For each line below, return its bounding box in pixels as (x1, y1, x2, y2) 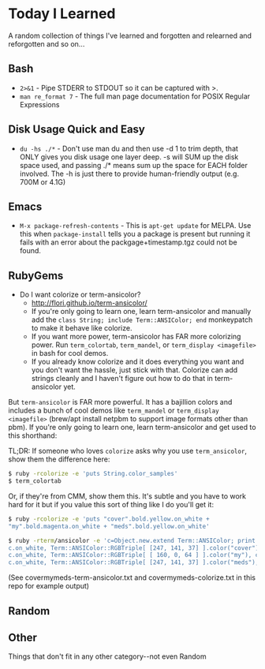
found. (19, 246, 42, 256)
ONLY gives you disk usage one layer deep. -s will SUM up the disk (19, 151, 239, 162)
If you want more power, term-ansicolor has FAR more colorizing (31, 332, 241, 342)
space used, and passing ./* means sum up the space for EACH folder (19, 160, 248, 170)
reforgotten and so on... (8, 39, 85, 48)
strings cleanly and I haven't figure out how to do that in (31, 374, 213, 383)
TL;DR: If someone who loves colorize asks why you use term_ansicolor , (8, 447, 247, 456)
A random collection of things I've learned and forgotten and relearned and (8, 31, 252, 40)
